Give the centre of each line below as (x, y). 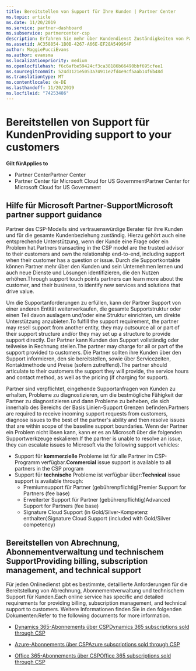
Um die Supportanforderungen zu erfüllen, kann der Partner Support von (94, 302)
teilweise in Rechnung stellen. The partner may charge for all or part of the (95, 346)
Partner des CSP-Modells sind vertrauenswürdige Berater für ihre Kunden (94, 229)
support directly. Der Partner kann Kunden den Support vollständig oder (92, 340)
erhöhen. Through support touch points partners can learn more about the (94, 278)
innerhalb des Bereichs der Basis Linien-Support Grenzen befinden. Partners (98, 407)
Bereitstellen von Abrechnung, (63, 543)
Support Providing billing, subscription (77, 561)
